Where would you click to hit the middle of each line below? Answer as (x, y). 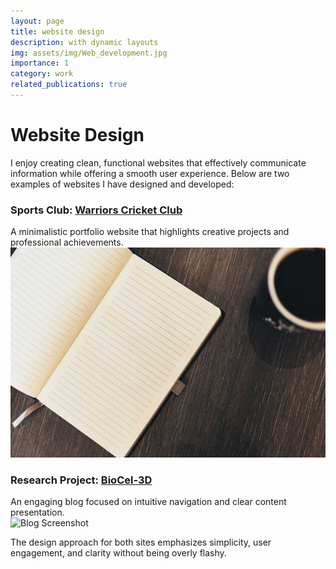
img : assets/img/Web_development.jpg (89, 53)
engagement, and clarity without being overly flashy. (118, 553)
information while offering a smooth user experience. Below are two (150, 173)
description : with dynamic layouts (84, 42)
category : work (42, 74)
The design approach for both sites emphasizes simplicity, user (141, 542)
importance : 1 (40, 63)
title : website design (57, 31)
